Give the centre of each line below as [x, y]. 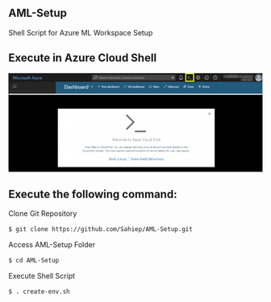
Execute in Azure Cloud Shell [83, 58]
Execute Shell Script [42, 276]
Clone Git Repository [43, 213]
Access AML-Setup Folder [52, 245]
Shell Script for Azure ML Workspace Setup [81, 32]
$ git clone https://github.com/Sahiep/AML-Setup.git [101, 230]
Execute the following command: [93, 194]
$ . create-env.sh [39, 292]
